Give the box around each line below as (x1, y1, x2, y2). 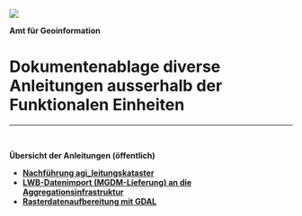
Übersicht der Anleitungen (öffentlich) (9, 150, 155, 160)
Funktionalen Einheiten (9, 95, 185, 116)
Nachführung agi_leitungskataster (22, 167, 155, 178)
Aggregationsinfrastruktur (22, 186, 124, 197)
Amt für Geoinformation (9, 25, 101, 36)
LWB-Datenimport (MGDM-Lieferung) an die (22, 177, 192, 187)
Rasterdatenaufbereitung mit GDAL (22, 195, 157, 206)
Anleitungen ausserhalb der (9, 76, 223, 96)
